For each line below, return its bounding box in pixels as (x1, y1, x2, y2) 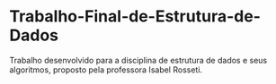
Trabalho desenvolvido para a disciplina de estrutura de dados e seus (9, 55, 268, 65)
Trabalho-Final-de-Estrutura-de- (9, 6, 261, 27)
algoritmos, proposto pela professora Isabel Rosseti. (9, 64, 203, 75)
